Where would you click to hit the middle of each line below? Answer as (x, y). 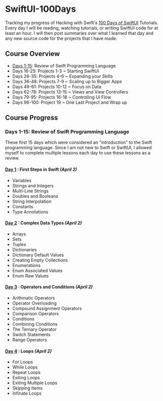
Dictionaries (24, 249)
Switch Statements (31, 335)
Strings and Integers (33, 185)
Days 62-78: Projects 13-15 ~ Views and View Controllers (70, 92)
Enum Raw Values (31, 276)
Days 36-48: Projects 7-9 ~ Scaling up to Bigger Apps (67, 81)
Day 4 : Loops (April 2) (28, 351)
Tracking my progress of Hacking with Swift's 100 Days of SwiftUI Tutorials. (82, 23)
